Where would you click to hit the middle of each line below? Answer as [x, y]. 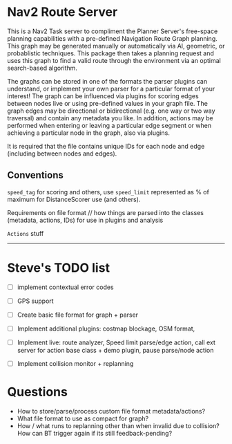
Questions [37, 392]
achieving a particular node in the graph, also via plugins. [89, 133]
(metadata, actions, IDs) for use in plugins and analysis [85, 220]
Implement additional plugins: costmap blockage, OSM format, [106, 329]
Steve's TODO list [59, 268]
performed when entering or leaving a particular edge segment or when [109, 125]
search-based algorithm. [42, 68]
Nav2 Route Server [62, 12]
